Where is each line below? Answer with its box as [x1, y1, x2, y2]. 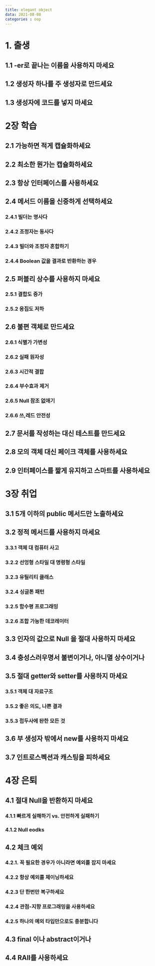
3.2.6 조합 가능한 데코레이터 [5, 618, 69, 624]
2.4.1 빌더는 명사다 [5, 214, 48, 221]
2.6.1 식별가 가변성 [5, 339, 47, 346]
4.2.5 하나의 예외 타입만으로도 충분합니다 [5, 918, 99, 925]
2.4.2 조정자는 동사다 [5, 228, 54, 235]
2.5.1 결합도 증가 [5, 291, 43, 298]
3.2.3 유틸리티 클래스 [5, 574, 54, 581]
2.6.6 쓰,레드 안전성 [5, 412, 51, 419]
